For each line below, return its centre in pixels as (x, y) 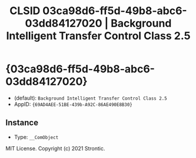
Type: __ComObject (36, 137)
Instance (22, 123)
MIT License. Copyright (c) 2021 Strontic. (55, 148)
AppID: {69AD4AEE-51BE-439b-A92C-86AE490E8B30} (73, 104)
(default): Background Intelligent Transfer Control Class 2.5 (90, 98)
